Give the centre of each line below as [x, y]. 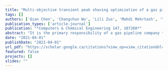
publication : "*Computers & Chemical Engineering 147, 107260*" [73, 28]
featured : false [22, 51]
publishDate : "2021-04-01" [33, 42]
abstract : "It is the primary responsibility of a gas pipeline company [82, 33]
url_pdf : [14, 47]
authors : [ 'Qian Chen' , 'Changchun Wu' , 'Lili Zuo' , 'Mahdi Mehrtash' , [81, 19]
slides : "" [16, 61]
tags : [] [14, 14]
